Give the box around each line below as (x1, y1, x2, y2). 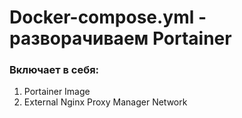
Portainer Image (23, 86, 91, 98)
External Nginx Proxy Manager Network (23, 96, 188, 108)
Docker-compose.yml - (9, 6, 207, 29)
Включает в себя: (9, 63, 100, 77)
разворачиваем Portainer (9, 27, 232, 50)
